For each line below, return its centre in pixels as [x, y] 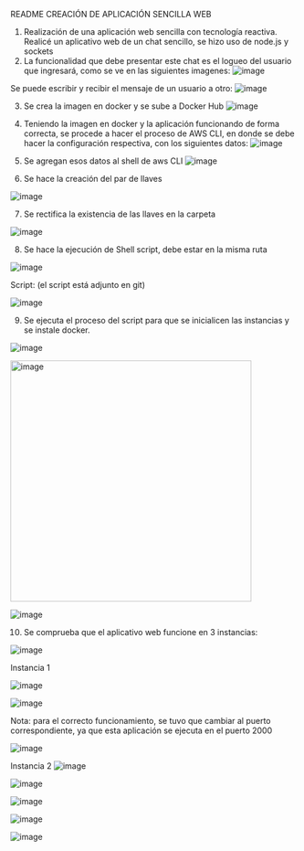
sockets [38, 51]
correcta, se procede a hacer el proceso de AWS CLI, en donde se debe [159, 133]
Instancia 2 [31, 766]
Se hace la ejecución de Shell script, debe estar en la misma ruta [145, 250]
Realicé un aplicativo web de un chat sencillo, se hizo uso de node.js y [156, 42]
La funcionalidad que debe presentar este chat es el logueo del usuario [157, 61]
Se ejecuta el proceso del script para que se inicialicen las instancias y [157, 320]
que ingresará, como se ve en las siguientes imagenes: [127, 70]
